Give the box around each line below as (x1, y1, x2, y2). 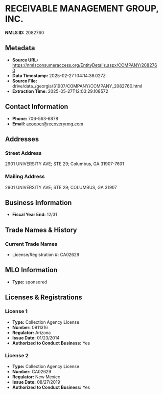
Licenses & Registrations (5, 293, 82, 302)
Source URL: (12, 57, 38, 63)
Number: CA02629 (12, 368, 51, 374)
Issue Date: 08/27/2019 (12, 379, 60, 385)
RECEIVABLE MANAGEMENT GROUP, (5, 3, 159, 14)
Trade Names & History (5, 225, 77, 234)
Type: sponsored (12, 279, 47, 285)
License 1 (5, 308, 28, 315)
